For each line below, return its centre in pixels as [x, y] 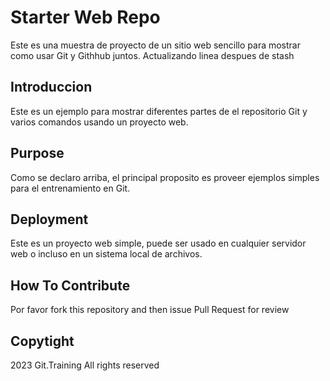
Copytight [42, 341]
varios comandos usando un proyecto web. [99, 122]
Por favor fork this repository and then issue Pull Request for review [150, 310]
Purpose [37, 153]
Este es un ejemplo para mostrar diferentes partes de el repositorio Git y [159, 111]
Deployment [49, 219]
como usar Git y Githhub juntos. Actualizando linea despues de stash [152, 55]
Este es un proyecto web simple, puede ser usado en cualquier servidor [158, 243]
